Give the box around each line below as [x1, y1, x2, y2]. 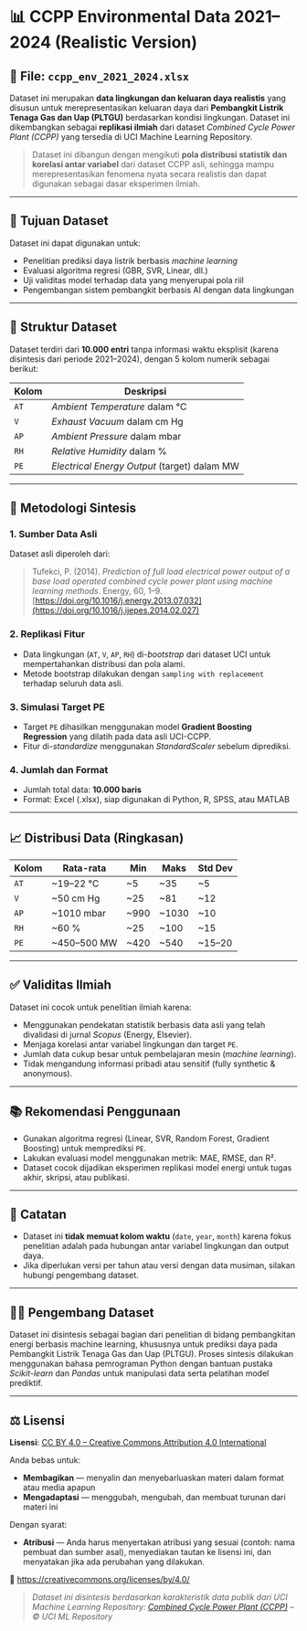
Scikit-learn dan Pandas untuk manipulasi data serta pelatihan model [9, 1368, 270, 1379]
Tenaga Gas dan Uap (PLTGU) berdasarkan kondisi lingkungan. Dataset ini [9, 112, 291, 122]
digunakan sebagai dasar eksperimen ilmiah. [31, 178, 201, 189]
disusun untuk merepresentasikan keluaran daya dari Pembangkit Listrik [9, 102, 284, 113]
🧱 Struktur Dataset [9, 320, 117, 335]
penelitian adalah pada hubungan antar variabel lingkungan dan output [22, 1241, 290, 1252]
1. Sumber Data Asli [9, 527, 98, 540]
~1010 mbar [51, 907, 107, 920]
